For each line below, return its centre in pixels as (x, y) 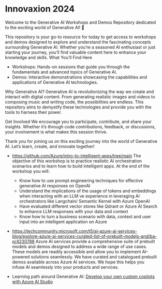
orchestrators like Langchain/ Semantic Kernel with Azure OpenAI (84, 201)
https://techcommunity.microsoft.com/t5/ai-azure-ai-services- (74, 231)
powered (21, 257)
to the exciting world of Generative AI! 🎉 (45, 27)
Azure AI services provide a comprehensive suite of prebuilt (95, 241)
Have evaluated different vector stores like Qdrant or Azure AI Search (88, 206)
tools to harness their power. (33, 112)
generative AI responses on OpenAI (55, 185)
